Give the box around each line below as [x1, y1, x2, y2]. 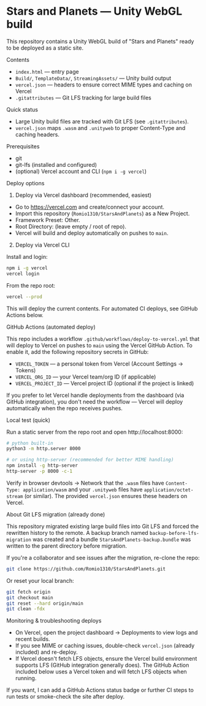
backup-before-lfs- [149, 530, 199, 536]
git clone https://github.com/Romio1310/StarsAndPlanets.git [6, 566, 166, 572]
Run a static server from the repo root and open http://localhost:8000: [6, 428, 183, 435]
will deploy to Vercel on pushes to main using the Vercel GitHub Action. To [6, 342, 193, 349]
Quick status [6, 106, 39, 113]
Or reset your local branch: [6, 577, 75, 584]
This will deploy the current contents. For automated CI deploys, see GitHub [6, 305, 198, 312]
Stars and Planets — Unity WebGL [6, 4, 183, 18]
